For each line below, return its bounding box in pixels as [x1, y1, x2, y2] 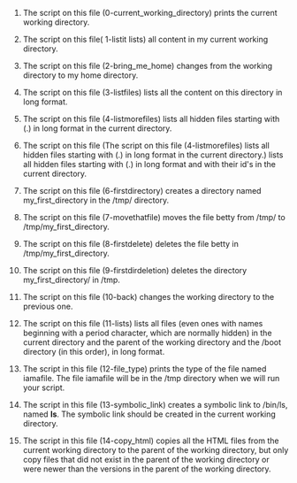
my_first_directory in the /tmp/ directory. [22, 195, 170, 205]
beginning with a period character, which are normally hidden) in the [22, 327, 272, 338]
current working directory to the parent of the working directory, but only [22, 445, 289, 455]
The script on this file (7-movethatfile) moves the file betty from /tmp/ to [22, 212, 286, 222]
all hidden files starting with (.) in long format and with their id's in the [22, 159, 277, 169]
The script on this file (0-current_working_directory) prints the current [22, 8, 278, 18]
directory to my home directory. [22, 70, 139, 80]
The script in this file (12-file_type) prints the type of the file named [22, 364, 267, 374]
